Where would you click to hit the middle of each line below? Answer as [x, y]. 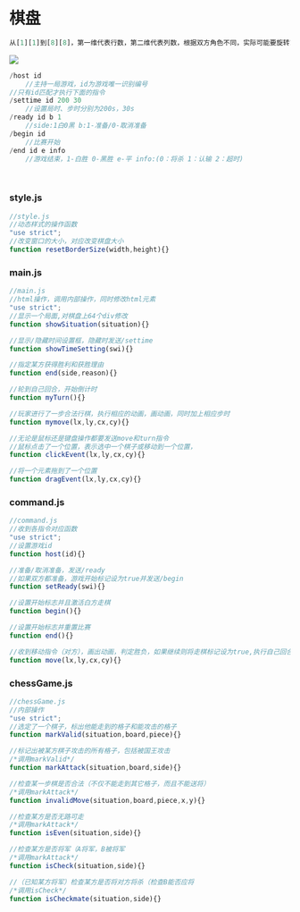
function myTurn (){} [48, 398]
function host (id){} [48, 554]
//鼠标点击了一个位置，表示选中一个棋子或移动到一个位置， [103, 447]
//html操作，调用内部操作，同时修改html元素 [83, 300]
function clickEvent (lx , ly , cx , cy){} [77, 455]
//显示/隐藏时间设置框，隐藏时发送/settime [81, 341]
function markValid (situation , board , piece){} [95, 735]
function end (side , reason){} [63, 373]
